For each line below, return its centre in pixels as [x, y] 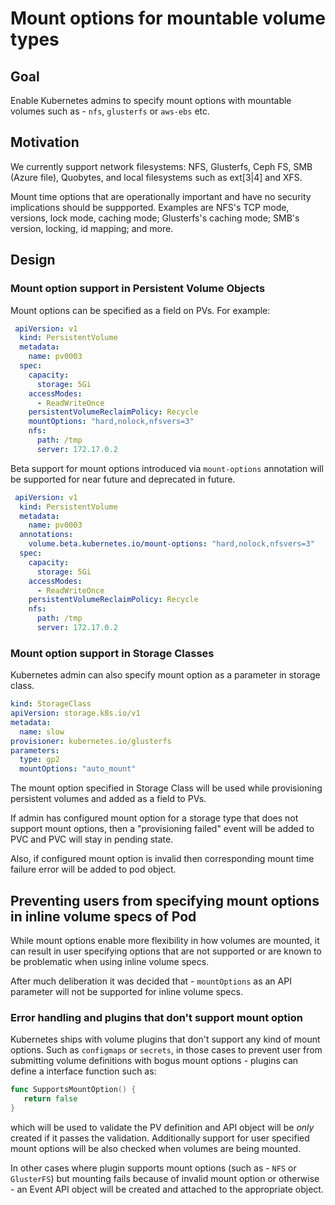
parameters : [35, 750]
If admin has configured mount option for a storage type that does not [154, 818]
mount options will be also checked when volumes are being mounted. [156, 1148]
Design [33, 260]
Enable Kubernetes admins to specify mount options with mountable [151, 100]
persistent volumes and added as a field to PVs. [108, 799]
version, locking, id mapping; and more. [92, 228]
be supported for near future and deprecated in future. [123, 479]
